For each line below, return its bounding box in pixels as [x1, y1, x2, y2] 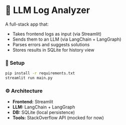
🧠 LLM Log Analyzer [5, 5, 90, 16]
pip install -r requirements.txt [5, 71, 75, 76]
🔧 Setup [5, 59, 25, 66]
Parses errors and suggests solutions [12, 41, 90, 47]
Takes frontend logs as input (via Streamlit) [12, 31, 102, 37]
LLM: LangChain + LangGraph [12, 104, 75, 110]
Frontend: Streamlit [12, 99, 54, 105]
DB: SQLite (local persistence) [12, 109, 75, 115]
